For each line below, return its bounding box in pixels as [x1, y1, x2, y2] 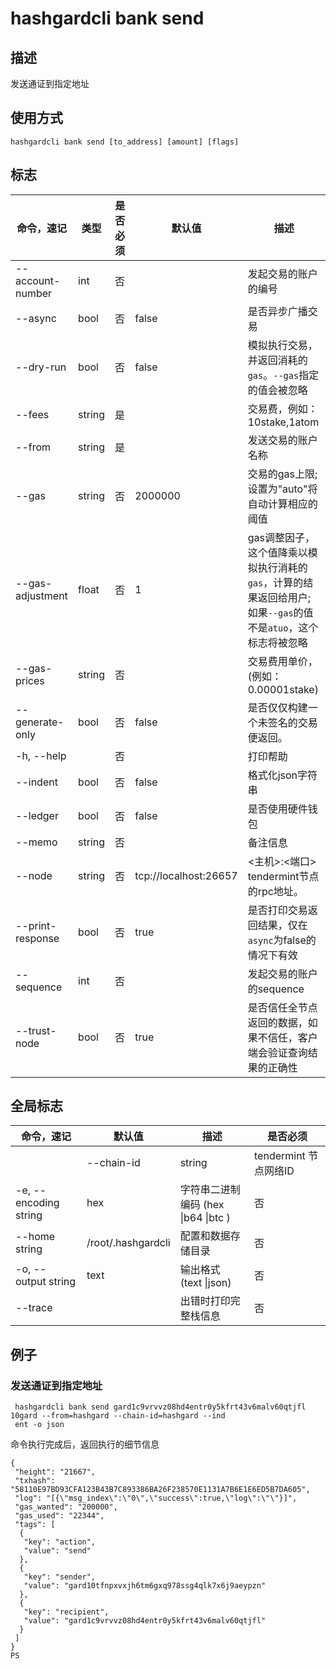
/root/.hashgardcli [86, 1236, 171, 1250]
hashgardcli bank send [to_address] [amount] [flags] [10, 137, 240, 147]
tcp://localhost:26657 [134, 868, 238, 882]
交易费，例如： [247, 402, 318, 416]
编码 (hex [179, 1198, 225, 1212]
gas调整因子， [247, 530, 315, 544]
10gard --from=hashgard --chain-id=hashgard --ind [10, 1411, 226, 1421]
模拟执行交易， [247, 338, 318, 352]
